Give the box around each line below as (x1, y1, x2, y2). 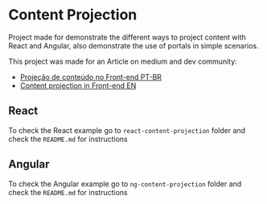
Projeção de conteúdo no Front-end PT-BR (19, 72, 162, 81)
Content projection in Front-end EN (19, 81, 137, 90)
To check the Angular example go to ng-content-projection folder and (8, 179, 242, 189)
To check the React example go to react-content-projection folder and (8, 125, 246, 135)
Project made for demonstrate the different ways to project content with (8, 32, 247, 42)
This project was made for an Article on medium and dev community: (8, 56, 237, 66)
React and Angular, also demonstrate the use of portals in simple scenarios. (8, 40, 259, 50)
